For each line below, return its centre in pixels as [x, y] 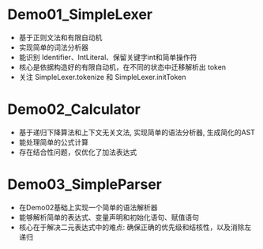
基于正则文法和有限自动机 [60, 37]
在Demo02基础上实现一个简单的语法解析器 [88, 207]
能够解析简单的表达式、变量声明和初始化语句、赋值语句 [109, 217]
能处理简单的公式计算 [53, 142]
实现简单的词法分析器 [53, 47]
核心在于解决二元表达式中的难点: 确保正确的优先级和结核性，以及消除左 [135, 227]
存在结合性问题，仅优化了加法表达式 [78, 152]
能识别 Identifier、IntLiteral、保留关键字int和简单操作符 [108, 57]
